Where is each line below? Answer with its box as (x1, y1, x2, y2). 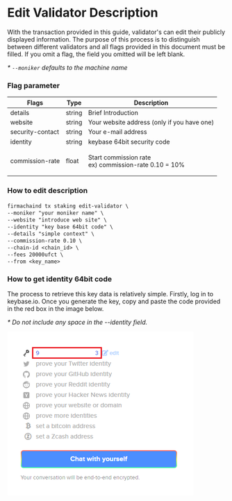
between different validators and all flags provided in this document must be (7, 42, 226, 51)
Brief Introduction (88, 108, 139, 117)
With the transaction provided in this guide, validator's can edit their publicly (7, 28, 226, 36)
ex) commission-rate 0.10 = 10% (88, 160, 185, 169)
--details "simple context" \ (7, 230, 95, 237)
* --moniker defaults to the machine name (7, 63, 128, 71)
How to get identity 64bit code (7, 274, 113, 284)
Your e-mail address (88, 128, 147, 136)
